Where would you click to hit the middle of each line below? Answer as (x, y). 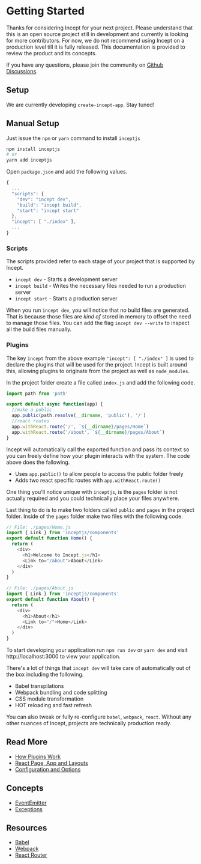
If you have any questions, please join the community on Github (85, 65)
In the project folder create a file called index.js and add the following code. (101, 382)
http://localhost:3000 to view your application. (64, 657)
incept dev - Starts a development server (66, 279)
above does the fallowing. (38, 462)
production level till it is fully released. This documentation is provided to (96, 47)
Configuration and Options (48, 769)
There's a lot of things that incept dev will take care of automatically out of (98, 668)
